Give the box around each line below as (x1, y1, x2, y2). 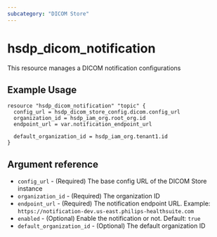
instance (17, 184, 43, 193)
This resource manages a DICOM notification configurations (7, 64, 181, 72)
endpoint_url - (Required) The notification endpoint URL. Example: (17, 199, 211, 208)
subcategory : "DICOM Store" (7, 10, 90, 18)
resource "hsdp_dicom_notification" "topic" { (7, 102, 146, 109)
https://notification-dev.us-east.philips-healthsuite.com (17, 208, 195, 215)
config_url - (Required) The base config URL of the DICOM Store (17, 177, 207, 186)
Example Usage (7, 83, 77, 95)
